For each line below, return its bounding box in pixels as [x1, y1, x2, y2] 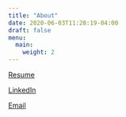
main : [15, 41, 34, 49]
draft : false [8, 26, 52, 34]
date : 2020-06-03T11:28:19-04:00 [8, 19, 119, 27]
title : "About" [8, 11, 59, 20]
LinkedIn [8, 85, 36, 95]
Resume [8, 70, 36, 79]
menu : [8, 33, 26, 42]
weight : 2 [22, 48, 55, 56]
